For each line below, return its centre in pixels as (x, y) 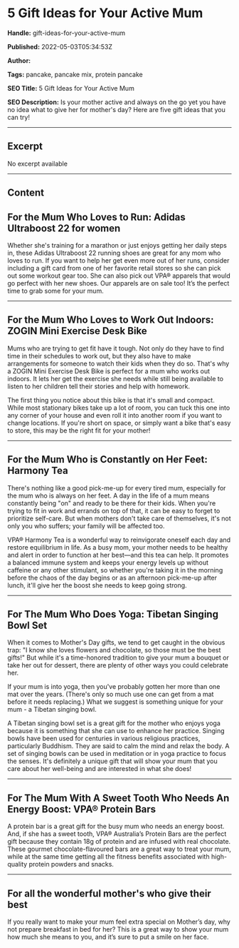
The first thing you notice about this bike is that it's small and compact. (111, 400)
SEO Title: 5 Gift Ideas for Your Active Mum (71, 88)
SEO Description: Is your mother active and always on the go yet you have (117, 102)
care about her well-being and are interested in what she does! (100, 769)
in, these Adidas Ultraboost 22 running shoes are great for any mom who (114, 253)
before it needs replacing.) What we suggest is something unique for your (116, 702)
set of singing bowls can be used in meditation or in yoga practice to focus (117, 754)
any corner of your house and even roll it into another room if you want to (115, 415)
